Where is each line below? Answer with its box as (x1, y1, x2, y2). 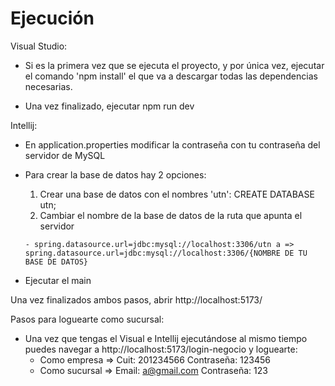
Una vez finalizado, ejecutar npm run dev (24, 100, 195, 112)
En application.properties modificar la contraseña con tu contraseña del (24, 138, 321, 151)
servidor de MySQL (24, 149, 106, 161)
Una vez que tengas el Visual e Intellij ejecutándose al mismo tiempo (24, 332, 308, 344)
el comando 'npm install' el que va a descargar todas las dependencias (24, 70, 318, 82)
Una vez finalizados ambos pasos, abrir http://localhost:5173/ (10, 293, 263, 306)
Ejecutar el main (24, 274, 92, 286)
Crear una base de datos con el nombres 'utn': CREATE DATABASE (39, 188, 315, 200)
